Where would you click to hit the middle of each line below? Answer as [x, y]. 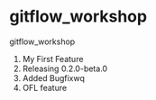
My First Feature [53, 59]
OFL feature [45, 87]
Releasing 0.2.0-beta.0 [65, 68]
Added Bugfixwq [54, 77]
